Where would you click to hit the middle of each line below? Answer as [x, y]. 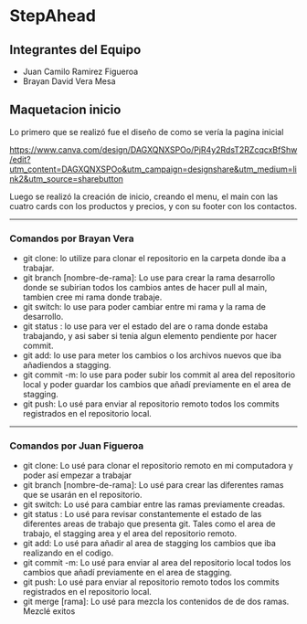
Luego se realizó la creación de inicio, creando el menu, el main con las [144, 196]
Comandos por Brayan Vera [72, 238]
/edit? [20, 159]
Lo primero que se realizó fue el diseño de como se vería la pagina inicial [147, 132]
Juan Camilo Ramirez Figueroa [80, 71]
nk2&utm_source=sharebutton [66, 178]
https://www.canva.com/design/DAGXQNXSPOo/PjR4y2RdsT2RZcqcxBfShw [153, 149]
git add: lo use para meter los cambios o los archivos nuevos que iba [152, 355]
